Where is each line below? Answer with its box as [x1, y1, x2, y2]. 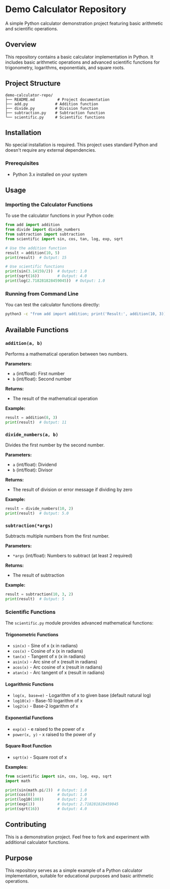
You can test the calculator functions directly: [5, 302, 100, 308]
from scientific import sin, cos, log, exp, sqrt [5, 774, 112, 779]
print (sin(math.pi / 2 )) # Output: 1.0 [5, 787, 87, 792]
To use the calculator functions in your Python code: [5, 212, 115, 218]
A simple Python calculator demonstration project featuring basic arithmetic [5, 20, 163, 26]
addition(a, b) [5, 340, 43, 346]
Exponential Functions [5, 715, 54, 721]
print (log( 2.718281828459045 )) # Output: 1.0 [5, 278, 105, 284]
